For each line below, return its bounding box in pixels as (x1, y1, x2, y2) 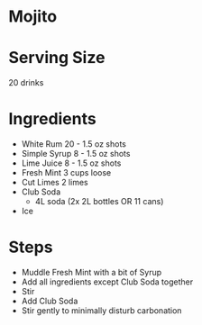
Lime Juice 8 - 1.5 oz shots (21, 158, 122, 168)
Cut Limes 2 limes (21, 177, 88, 188)
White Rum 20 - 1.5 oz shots (21, 139, 127, 149)
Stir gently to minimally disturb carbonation (21, 305, 182, 316)
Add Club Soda (21, 295, 78, 306)
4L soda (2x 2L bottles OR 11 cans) (34, 196, 164, 207)
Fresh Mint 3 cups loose (21, 167, 112, 178)
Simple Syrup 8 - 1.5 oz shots (21, 149, 131, 159)
